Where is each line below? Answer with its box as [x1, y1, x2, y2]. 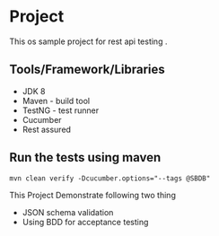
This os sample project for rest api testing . [9, 36, 168, 47]
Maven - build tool [22, 95, 91, 106]
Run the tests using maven [9, 150, 162, 165]
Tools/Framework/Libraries [9, 62, 166, 77]
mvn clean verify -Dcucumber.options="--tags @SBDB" [9, 173, 211, 183]
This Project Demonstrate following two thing [9, 189, 177, 200]
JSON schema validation [22, 206, 114, 217]
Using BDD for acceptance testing [22, 216, 149, 227]
